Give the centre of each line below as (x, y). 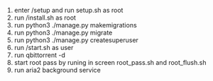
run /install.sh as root (45, 18)
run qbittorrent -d (39, 55)
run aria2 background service (58, 70)
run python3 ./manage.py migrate (63, 32)
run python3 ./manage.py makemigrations (75, 25)
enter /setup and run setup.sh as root (69, 10)
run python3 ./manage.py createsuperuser (76, 40)
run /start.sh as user (44, 48)
